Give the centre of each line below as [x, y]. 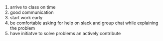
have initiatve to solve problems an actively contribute [65, 33]
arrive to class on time [33, 7]
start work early [26, 18]
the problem [22, 28]
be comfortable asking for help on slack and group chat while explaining [84, 23]
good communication [32, 12]
